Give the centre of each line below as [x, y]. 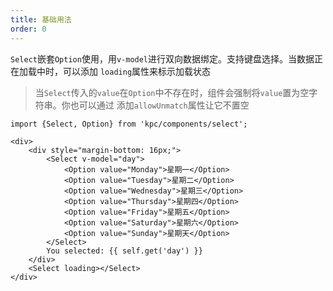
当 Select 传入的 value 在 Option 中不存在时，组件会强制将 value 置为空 [172, 92]
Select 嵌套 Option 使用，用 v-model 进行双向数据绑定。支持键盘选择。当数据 [162, 58]
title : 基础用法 [41, 19]
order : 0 [28, 29]
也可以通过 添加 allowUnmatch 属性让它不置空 [159, 105]
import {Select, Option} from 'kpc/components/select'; [129, 124]
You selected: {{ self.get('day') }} [124, 251]
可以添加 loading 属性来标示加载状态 [137, 71]
